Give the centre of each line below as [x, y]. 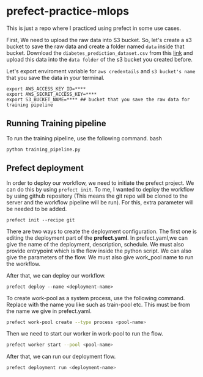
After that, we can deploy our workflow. [56, 275]
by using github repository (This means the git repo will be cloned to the [97, 196]
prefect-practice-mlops [68, 11]
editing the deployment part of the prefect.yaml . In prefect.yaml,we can [97, 238]
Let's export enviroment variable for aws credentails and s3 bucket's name [101, 71]
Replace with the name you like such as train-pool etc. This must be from [98, 304]
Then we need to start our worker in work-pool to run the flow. [85, 334]
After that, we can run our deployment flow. [61, 357]
